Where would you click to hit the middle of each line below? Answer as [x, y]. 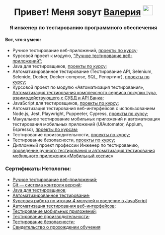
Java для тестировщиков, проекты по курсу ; [60, 66]
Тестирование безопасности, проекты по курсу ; [64, 140]
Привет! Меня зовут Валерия [78, 12]
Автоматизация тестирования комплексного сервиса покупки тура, [85, 93]
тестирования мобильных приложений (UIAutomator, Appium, [78, 124]
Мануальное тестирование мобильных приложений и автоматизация [86, 119]
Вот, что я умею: [23, 39]
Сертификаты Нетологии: [38, 169]
